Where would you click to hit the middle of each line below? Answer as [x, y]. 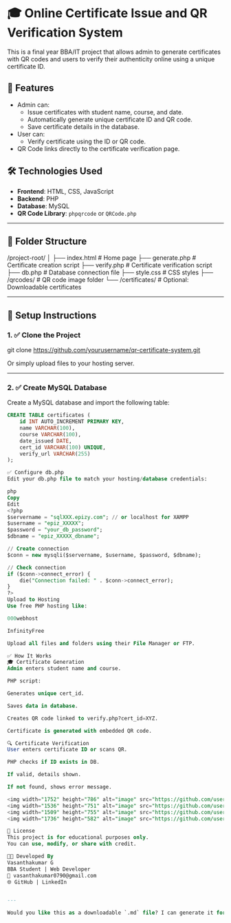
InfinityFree [26, 631]
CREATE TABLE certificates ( [49, 415]
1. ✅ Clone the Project [44, 335]
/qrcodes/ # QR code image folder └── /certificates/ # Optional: [98, 280]
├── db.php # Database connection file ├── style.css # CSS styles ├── [110, 272]
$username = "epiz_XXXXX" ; [46, 524]
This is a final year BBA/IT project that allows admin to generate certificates [114, 52]
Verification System [65, 33]
